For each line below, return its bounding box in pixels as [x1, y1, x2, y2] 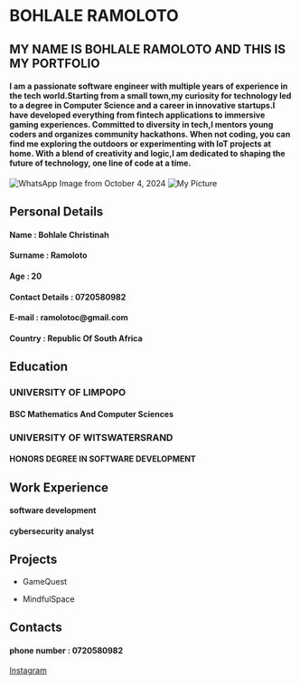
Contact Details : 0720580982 [9, 291, 127, 302]
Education [9, 359, 69, 375]
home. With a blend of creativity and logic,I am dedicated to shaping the [9, 148, 286, 159]
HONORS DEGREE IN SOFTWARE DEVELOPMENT [9, 453, 196, 464]
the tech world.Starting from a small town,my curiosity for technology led [9, 90, 292, 101]
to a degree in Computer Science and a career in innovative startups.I [9, 100, 276, 111]
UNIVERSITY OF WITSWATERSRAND [9, 431, 173, 443]
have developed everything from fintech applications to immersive [9, 109, 266, 120]
